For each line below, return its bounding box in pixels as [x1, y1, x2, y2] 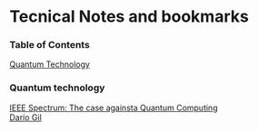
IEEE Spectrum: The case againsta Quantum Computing [9, 102, 218, 113]
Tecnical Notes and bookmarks [9, 6, 250, 27]
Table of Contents [9, 39, 91, 51]
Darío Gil [9, 111, 43, 123]
